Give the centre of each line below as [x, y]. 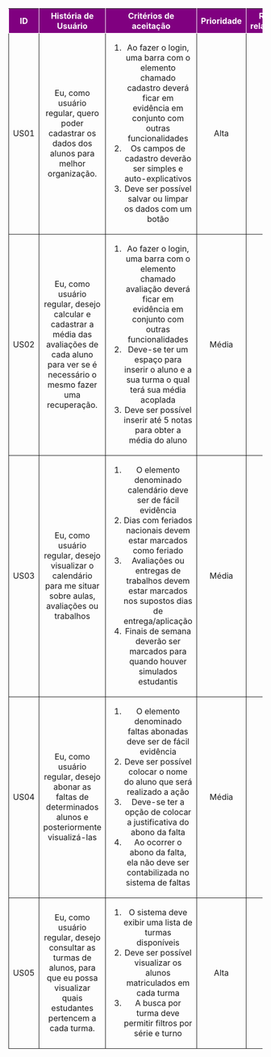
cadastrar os [72, 133]
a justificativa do [158, 822]
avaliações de [72, 344]
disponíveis [158, 943]
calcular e [72, 314]
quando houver [158, 662]
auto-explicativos [158, 179]
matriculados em [158, 983]
